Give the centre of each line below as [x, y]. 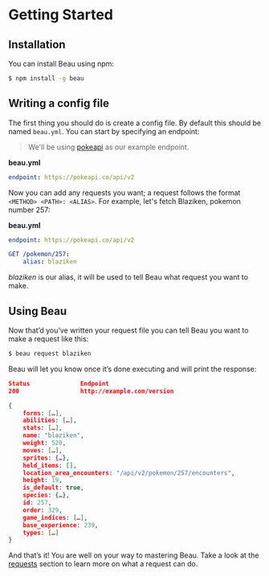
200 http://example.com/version [91, 391]
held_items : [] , [50, 465]
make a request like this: [49, 339]
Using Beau [38, 311]
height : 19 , [43, 480]
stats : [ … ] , [43, 428]
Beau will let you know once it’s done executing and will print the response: [132, 369]
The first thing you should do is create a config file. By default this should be [135, 123]
